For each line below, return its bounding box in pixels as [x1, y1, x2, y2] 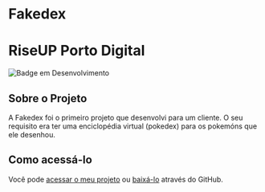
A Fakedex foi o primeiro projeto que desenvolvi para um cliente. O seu [8, 112, 243, 122]
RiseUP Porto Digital [8, 42, 145, 60]
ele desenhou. [8, 129, 56, 139]
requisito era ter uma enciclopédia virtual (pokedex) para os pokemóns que [8, 121, 258, 131]
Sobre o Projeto [8, 92, 88, 105]
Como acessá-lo [8, 153, 92, 167]
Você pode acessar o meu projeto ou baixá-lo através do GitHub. [8, 174, 223, 184]
